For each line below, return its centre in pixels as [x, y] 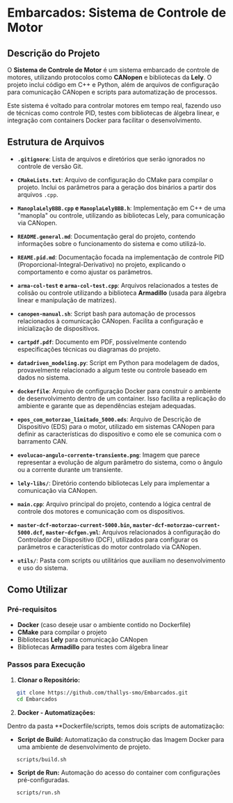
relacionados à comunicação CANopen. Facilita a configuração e [110, 321]
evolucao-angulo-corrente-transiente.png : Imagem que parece [109, 455]
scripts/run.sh [38, 793]
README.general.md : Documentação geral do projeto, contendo [106, 236]
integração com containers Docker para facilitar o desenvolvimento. [105, 120]
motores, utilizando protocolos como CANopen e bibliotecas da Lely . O [110, 77]
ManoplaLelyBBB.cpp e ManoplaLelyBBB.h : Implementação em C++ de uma [121, 208]
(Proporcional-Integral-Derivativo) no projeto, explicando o [102, 264]
